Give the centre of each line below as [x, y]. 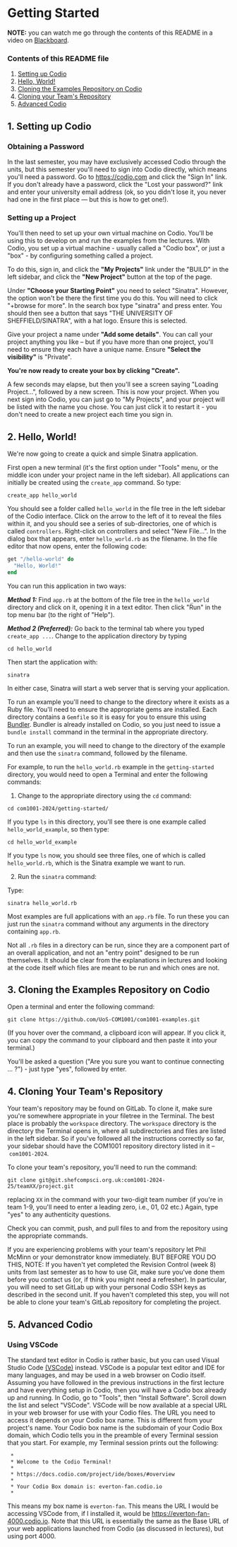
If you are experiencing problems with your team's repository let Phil [107, 1250]
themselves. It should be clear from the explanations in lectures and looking [117, 960]
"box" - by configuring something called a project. [80, 255]
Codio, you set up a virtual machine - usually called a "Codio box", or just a [116, 248]
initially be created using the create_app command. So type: [94, 483]
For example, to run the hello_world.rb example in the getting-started [111, 766]
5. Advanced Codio [50, 1324]
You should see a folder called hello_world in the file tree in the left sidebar [116, 509]
